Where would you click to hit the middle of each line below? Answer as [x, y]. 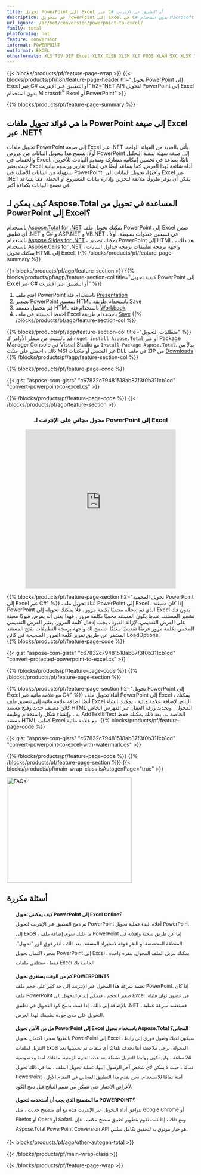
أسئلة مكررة [27, 898]
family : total [24, 28]
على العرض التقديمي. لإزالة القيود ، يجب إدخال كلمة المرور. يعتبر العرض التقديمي [96, 622]
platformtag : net [28, 34]
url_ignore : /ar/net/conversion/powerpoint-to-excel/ [75, 23]
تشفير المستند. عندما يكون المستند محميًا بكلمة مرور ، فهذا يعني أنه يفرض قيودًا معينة [101, 616]
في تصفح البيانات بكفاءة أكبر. [39, 185]
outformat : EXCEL [28, 51]
